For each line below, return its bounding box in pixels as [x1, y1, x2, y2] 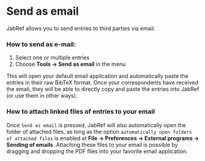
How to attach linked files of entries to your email [6, 108, 155, 116]
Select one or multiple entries [15, 54, 90, 61]
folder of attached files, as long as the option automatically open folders [6, 128, 192, 135]
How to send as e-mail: [6, 40, 76, 49]
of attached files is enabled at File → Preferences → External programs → [6, 134, 199, 142]
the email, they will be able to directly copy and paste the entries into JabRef [6, 85, 199, 93]
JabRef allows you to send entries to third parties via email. [6, 25, 155, 32]
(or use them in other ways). [6, 92, 78, 100]
